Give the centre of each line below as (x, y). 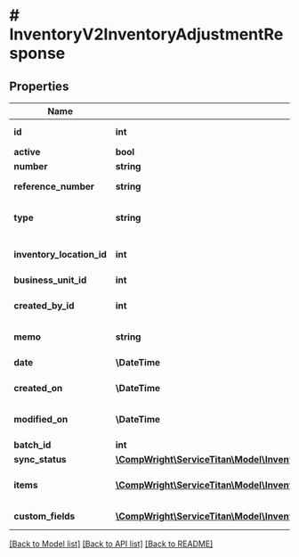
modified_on (41, 419)
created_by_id (44, 306)
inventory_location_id (60, 254)
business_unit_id (50, 280)
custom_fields (44, 516)
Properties (39, 86)
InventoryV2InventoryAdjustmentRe (146, 34)
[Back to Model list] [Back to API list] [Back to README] (111, 544)
